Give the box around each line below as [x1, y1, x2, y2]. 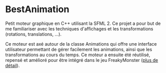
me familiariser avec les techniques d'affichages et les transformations [5, 25, 153, 31]
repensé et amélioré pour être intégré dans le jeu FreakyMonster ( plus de [5, 57, 158, 63]
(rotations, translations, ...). [5, 31, 62, 37]
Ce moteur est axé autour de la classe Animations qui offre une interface [5, 41, 157, 47]
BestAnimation [5, 4, 70, 15]
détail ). [5, 62, 20, 68]
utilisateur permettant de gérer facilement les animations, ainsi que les [5, 46, 152, 52]
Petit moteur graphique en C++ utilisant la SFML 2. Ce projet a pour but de [5, 20, 161, 26]
